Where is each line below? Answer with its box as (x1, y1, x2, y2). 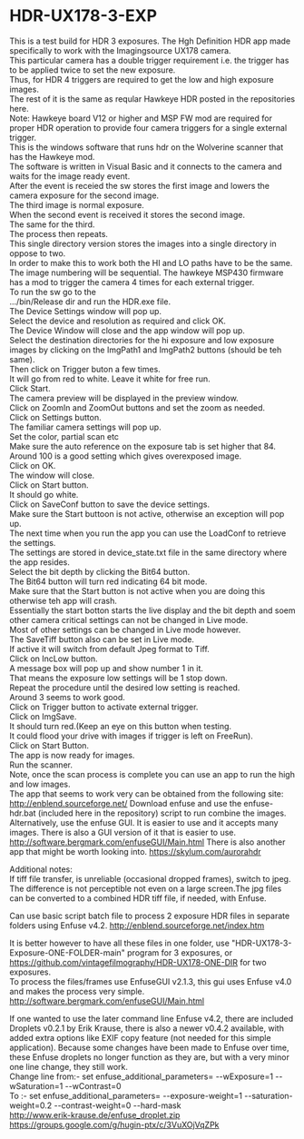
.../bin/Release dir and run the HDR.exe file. (9, 296, 171, 307)
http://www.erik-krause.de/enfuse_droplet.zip (9, 1109, 181, 1120)
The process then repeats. (9, 228, 109, 239)
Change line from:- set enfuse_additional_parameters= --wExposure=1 (9, 1071, 274, 1082)
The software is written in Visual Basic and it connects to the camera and (9, 161, 283, 172)
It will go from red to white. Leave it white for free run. (9, 373, 211, 384)
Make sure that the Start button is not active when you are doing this (9, 585, 266, 596)
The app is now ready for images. (9, 749, 135, 760)
